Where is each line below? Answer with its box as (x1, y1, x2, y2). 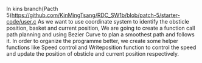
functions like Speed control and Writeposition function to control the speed (6, 44, 197, 51)
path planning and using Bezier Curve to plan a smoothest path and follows (6, 31, 195, 38)
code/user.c (6, 18, 37, 25)
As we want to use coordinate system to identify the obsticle (37, 18, 190, 25)
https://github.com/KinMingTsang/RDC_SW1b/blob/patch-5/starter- (11, 12, 181, 19)
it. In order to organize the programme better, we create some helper (6, 38, 178, 44)
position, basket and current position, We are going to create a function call (6, 24, 195, 31)
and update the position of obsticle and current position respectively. (6, 50, 179, 57)
